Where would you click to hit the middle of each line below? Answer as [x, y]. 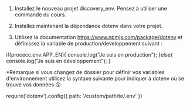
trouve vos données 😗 [34, 85]
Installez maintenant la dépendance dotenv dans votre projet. [89, 26]
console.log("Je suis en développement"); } [58, 61]
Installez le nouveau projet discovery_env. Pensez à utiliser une [91, 8]
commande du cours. [40, 15]
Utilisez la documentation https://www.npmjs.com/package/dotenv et [99, 37]
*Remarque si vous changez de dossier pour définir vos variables [86, 72]
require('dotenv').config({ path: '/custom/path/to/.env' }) [74, 96]
